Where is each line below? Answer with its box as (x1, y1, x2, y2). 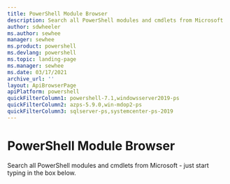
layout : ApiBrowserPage (7, 82, 77, 89)
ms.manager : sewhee (7, 62, 64, 69)
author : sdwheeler (7, 23, 61, 30)
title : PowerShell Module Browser (7, 10, 108, 17)
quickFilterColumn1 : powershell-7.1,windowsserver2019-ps (7, 95, 180, 102)
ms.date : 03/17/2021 (7, 69, 68, 76)
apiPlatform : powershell (7, 88, 80, 95)
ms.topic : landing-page (7, 56, 77, 63)
